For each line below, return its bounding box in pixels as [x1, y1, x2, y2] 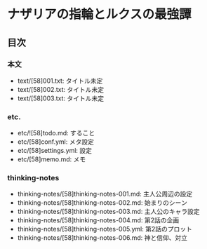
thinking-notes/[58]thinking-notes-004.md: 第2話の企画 [17, 216, 180, 224]
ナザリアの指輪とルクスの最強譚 [7, 6, 192, 22]
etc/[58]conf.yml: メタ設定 [17, 137, 95, 146]
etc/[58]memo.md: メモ [17, 155, 86, 163]
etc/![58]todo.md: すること [17, 129, 95, 137]
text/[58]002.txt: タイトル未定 [17, 85, 105, 93]
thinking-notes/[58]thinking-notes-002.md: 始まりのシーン [17, 198, 187, 207]
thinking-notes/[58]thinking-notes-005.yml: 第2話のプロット [17, 225, 193, 234]
